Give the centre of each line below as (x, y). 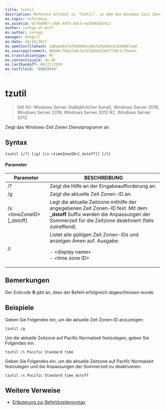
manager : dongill (23, 37)
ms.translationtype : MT (29, 55)
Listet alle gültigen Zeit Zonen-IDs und (94, 234)
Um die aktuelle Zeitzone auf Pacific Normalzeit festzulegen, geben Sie (77, 338)
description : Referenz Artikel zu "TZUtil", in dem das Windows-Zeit (78, 14)
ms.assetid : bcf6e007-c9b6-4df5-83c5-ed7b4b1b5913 (58, 23)
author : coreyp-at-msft (29, 28)
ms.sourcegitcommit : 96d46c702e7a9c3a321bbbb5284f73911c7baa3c (71, 51)
